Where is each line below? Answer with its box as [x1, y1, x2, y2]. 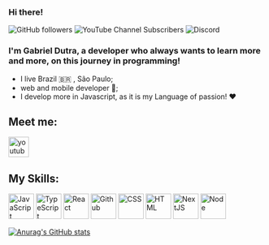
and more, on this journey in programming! [8, 55, 180, 67]
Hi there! [8, 6, 44, 18]
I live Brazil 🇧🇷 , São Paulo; [20, 74, 114, 84]
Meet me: [8, 114, 58, 128]
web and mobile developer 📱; [20, 83, 119, 92]
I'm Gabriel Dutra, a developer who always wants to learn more [8, 45, 262, 57]
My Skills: [8, 171, 59, 185]
